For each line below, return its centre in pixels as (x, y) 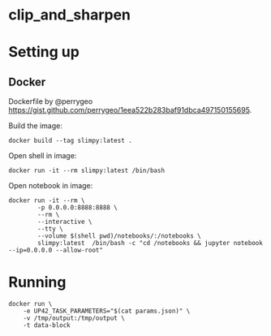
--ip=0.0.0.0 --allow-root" (56, 250)
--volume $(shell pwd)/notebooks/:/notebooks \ (119, 236)
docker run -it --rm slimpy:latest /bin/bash (86, 171)
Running (37, 282)
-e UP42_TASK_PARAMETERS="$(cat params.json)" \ (107, 311)
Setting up (44, 52)
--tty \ (50, 229)
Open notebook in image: (51, 186)
